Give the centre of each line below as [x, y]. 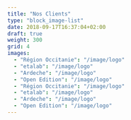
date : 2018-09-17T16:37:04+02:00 [57, 27]
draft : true [25, 34]
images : [19, 54]
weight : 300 [25, 40]
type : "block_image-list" [45, 20]
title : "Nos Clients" [39, 14]
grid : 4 [19, 47]
